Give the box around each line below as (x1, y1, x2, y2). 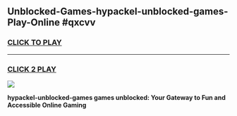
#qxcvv (61, 17, 96, 29)
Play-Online (7, 17, 60, 29)
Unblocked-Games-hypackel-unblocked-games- (7, 6, 229, 18)
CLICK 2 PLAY (7, 64, 56, 74)
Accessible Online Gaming (7, 101, 87, 109)
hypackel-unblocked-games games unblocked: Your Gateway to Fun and (7, 93, 226, 101)
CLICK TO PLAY (7, 38, 62, 48)
